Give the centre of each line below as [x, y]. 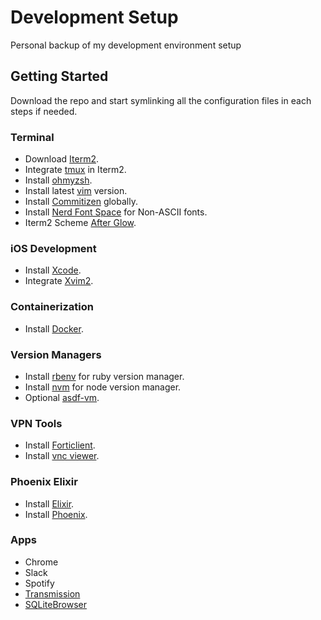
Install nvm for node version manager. [103, 387]
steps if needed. [44, 111]
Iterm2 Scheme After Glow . [80, 223]
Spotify [39, 583]
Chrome [41, 562]
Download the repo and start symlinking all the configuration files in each [161, 100]
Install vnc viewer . [62, 456]
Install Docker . [54, 328]
